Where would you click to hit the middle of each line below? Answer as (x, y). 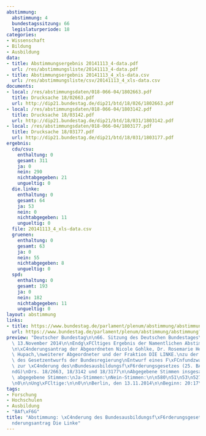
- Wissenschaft (26, 41)
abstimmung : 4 (30, 18)
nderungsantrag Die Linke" (46, 423)
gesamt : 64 (31, 200)
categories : (21, 35)
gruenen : (23, 235)
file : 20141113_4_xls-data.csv (52, 229)
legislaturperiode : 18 (41, 29)
